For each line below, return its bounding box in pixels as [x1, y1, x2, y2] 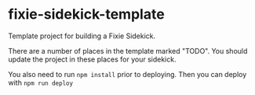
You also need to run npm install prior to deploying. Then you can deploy [8, 69, 247, 79]
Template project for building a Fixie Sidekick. [8, 31, 156, 40]
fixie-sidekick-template [8, 5, 165, 23]
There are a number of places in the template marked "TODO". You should [8, 46, 248, 55]
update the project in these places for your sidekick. [8, 55, 177, 64]
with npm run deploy [8, 78, 73, 87]
